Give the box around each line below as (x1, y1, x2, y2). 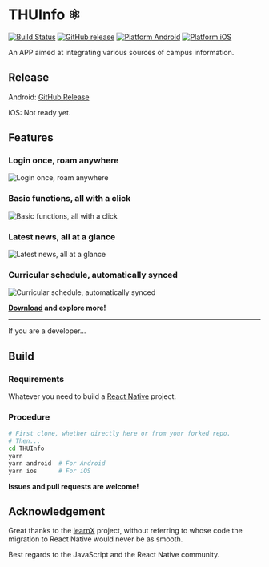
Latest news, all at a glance (8, 231, 116, 242)
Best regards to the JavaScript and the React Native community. (8, 550, 220, 560)
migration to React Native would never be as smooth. (8, 534, 183, 544)
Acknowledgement (8, 505, 106, 518)
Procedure (8, 411, 50, 422)
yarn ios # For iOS (8, 467, 91, 475)
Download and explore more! (8, 303, 106, 313)
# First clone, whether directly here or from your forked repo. (8, 430, 231, 438)
